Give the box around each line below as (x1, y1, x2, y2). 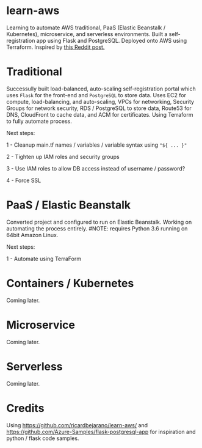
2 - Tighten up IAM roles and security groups (6, 153, 120, 160)
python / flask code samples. (6, 435, 79, 442)
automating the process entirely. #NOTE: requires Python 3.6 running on (6, 224, 188, 232)
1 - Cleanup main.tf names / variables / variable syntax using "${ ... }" (6, 141, 187, 149)
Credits (6, 401, 45, 415)
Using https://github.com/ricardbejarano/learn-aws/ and (6, 421, 148, 428)
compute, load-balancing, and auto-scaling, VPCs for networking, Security (6, 98, 194, 105)
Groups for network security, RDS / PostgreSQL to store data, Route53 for (6, 105, 192, 112)
